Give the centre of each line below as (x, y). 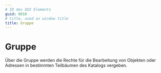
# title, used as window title (37, 18)
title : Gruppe (20, 23)
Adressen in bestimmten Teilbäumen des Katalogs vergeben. (66, 65)
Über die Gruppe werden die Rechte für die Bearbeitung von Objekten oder (80, 60)
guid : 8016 (16, 14)
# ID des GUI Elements (28, 9)
